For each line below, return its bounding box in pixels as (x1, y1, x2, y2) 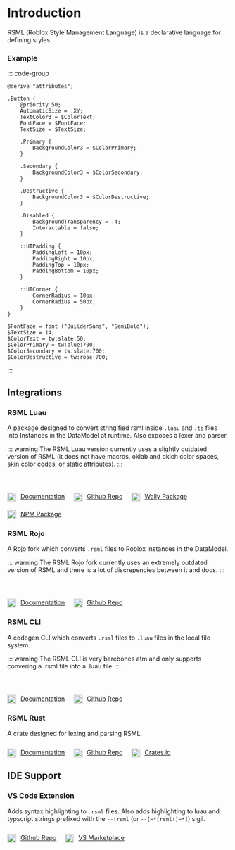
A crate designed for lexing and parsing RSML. (7, 729, 143, 737)
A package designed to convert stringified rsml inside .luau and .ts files (7, 424, 218, 432)
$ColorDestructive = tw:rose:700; (7, 354, 109, 361)
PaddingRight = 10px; (32, 255, 96, 262)
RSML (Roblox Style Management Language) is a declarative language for (7, 28, 222, 37)
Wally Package (144, 492, 188, 500)
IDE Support (7, 770, 61, 782)
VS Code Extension (7, 791, 75, 801)
